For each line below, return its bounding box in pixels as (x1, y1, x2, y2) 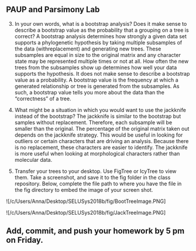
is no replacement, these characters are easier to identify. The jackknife (14, 144, 188, 151)
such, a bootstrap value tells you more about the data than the (14, 89, 165, 96)
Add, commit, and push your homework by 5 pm (6, 226, 185, 236)
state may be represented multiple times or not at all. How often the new (14, 57, 189, 65)
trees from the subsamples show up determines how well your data (14, 64, 177, 71)
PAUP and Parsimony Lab (6, 5, 100, 15)
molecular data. (14, 156, 53, 163)
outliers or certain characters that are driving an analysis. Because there (14, 137, 189, 144)
